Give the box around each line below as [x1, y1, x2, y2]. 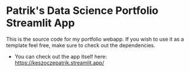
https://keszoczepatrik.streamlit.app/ [14, 59, 105, 66]
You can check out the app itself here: [14, 53, 107, 60]
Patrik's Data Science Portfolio [6, 4, 159, 17]
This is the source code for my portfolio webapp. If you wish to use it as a [6, 35, 184, 42]
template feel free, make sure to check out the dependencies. [6, 42, 156, 49]
